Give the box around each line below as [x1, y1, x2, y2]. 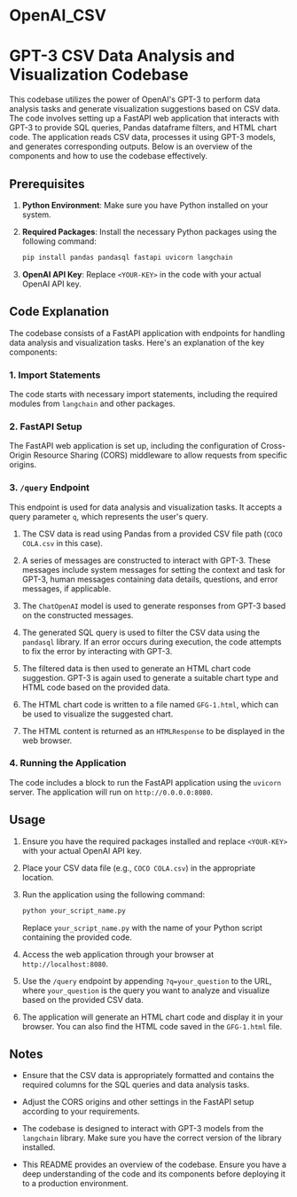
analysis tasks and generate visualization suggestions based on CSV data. [9, 104, 281, 114]
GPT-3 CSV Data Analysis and [9, 46, 235, 66]
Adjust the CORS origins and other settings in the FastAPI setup [21, 1097, 254, 1107]
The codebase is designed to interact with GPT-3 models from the [21, 1123, 264, 1134]
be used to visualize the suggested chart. [21, 708, 174, 719]
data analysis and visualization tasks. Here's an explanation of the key [9, 337, 265, 348]
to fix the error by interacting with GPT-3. [21, 645, 173, 656]
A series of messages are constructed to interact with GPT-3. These [21, 555, 271, 566]
